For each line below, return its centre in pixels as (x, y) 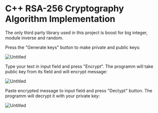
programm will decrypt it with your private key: (53, 96)
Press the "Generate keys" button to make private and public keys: (73, 47)
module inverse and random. (34, 38)
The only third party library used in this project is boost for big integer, (77, 32)
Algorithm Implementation (60, 19)
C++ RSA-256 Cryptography (65, 9)
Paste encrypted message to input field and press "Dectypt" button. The (79, 90)
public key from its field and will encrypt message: (56, 71)
